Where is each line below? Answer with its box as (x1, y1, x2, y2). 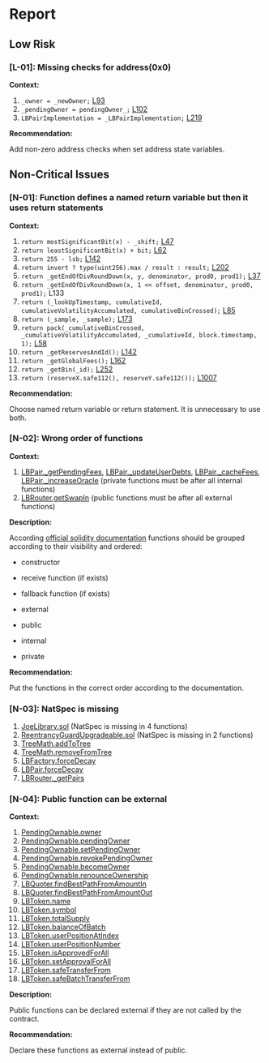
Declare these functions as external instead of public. (9, 1045, 188, 1055)
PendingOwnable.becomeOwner (20, 862, 130, 872)
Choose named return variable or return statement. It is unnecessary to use (9, 404, 261, 414)
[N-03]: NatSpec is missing (9, 703, 119, 714)
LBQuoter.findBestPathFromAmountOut (20, 888, 153, 898)
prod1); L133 (20, 288, 65, 298)
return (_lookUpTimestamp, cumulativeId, (20, 298, 163, 306)
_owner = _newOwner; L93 (20, 95, 106, 105)
